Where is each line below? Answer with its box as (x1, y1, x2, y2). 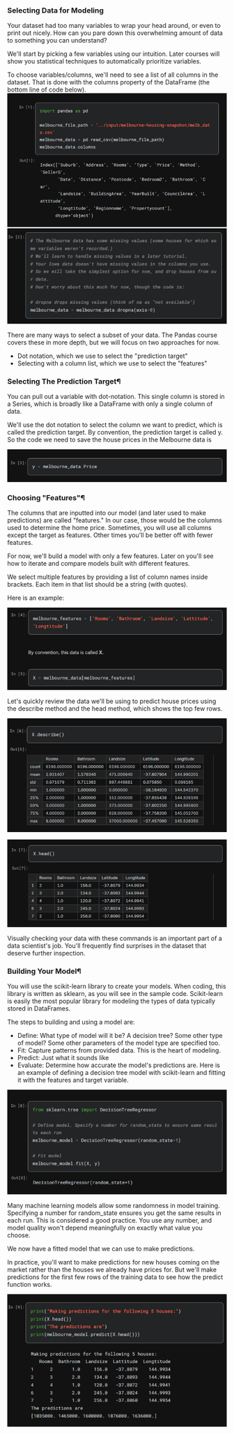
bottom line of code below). (7, 86, 87, 94)
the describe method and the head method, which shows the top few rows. (7, 704, 223, 713)
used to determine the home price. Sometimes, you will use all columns (7, 524, 212, 532)
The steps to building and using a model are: (7, 1018, 135, 1027)
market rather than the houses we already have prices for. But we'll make (7, 1265, 217, 1274)
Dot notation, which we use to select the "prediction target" (17, 352, 188, 361)
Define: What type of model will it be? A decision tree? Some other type (17, 1032, 223, 1040)
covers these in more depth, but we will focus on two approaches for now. (7, 338, 220, 347)
